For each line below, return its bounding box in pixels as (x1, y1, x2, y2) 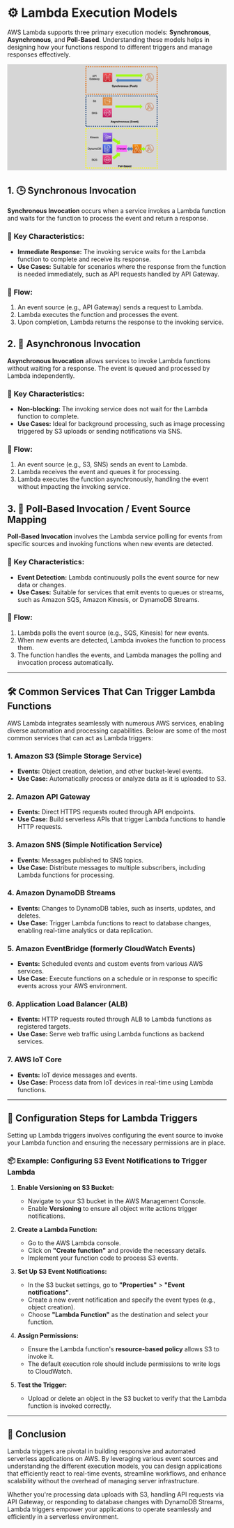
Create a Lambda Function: (17, 1225, 97, 1233)
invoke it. (27, 1352, 54, 1360)
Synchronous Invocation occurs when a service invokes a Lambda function (7, 207, 226, 215)
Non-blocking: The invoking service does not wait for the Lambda (17, 405, 208, 413)
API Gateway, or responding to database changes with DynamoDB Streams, (7, 1497, 224, 1506)
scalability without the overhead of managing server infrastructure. (7, 1476, 200, 1485)
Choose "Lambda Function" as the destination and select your (27, 1310, 209, 1318)
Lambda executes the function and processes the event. (17, 310, 180, 318)
